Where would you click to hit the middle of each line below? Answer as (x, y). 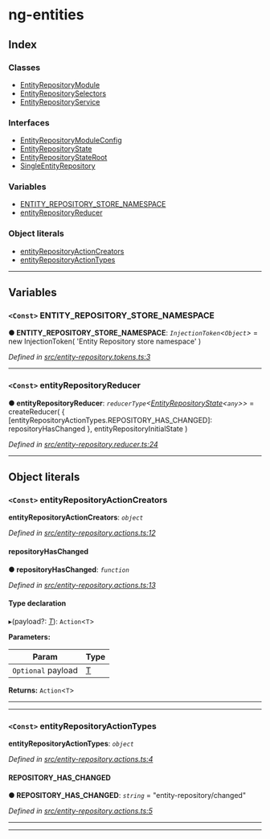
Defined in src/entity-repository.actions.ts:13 (82, 585)
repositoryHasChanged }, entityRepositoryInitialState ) (98, 429)
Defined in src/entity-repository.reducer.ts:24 (83, 444)
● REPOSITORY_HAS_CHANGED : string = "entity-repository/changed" (127, 796)
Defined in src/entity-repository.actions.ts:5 (81, 811)
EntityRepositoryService (60, 101)
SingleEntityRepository (57, 166)
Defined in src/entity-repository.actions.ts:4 (81, 759)
